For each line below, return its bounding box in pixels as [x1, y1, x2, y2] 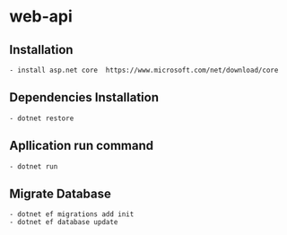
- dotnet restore [9, 114, 74, 123]
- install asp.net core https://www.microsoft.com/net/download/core [9, 65, 279, 74]
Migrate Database [9, 187, 112, 202]
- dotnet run [9, 161, 58, 171]
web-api [9, 6, 74, 27]
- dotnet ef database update [9, 218, 118, 227]
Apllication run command [9, 138, 154, 153]
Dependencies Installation [9, 90, 160, 105]
